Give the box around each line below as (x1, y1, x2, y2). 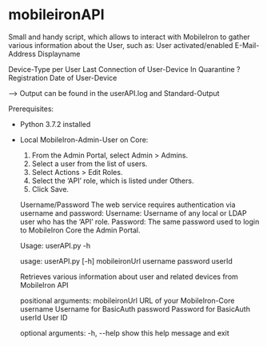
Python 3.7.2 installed (19, 119, 91, 129)
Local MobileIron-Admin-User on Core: (19, 134, 149, 145)
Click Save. (31, 184, 70, 193)
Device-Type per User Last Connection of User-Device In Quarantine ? (8, 64, 241, 74)
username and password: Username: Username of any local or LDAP (19, 208, 247, 217)
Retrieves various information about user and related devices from (19, 272, 238, 281)
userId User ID (19, 312, 68, 322)
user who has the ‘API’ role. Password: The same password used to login (19, 217, 260, 226)
